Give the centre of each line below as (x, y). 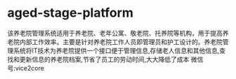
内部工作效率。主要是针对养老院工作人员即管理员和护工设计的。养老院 (121, 42)
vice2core (29, 68)
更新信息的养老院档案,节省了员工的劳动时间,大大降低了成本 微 (109, 59)
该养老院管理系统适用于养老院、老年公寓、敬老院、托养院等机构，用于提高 (115, 33)
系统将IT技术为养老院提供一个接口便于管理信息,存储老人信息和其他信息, (116, 50)
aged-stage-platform (70, 13)
